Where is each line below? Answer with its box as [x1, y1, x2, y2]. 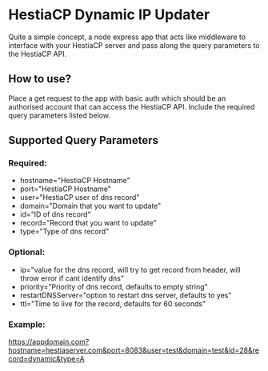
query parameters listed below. [8, 110, 110, 120]
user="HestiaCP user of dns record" [19, 193, 140, 202]
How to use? [8, 72, 72, 86]
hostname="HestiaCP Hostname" [19, 176, 130, 185]
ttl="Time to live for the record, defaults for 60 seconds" [19, 298, 206, 309]
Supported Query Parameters [8, 134, 158, 147]
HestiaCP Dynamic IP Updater [8, 6, 210, 24]
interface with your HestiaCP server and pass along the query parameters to [8, 40, 260, 50]
